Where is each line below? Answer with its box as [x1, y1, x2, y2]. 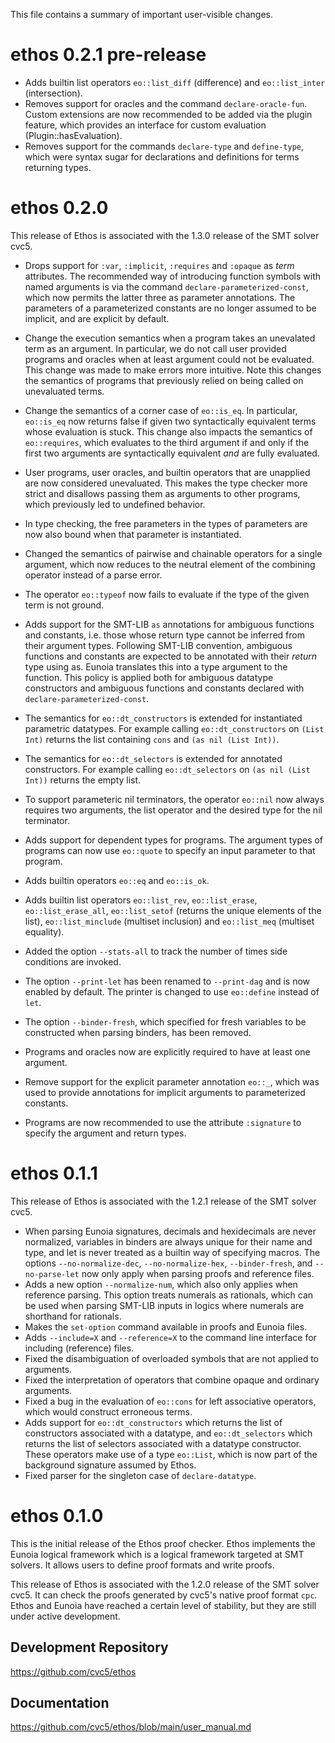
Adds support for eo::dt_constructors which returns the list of [24, 1416, 283, 1428]
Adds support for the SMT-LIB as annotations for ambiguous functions [24, 618, 315, 630]
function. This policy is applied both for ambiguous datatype [24, 671, 274, 683]
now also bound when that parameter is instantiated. [24, 528, 242, 540]
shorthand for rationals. [24, 1310, 122, 1322]
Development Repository [10, 1639, 169, 1656]
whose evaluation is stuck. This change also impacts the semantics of [24, 425, 313, 438]
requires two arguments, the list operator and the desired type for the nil [24, 804, 323, 816]
